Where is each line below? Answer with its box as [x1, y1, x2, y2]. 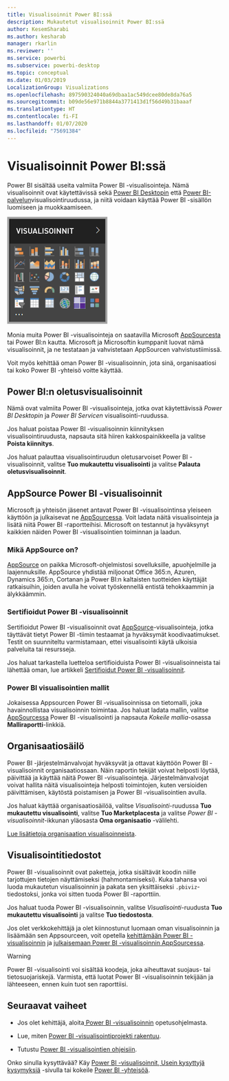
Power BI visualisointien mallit [7, 683, 110, 693]
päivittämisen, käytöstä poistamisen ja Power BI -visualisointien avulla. [7, 788, 207, 796]
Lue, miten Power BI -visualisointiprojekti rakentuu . [17, 1031, 162, 1040]
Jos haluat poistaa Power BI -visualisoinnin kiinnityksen [7, 425, 164, 433]
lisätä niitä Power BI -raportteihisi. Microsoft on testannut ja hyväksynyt [7, 521, 209, 529]
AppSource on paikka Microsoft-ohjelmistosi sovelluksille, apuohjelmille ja [7, 561, 217, 569]
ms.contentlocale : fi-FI [7, 113, 78, 120]
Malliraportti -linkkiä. [7, 721, 66, 729]
